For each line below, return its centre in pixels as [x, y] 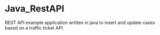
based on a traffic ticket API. [35, 27]
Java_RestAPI [35, 9]
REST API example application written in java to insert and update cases [80, 22]
